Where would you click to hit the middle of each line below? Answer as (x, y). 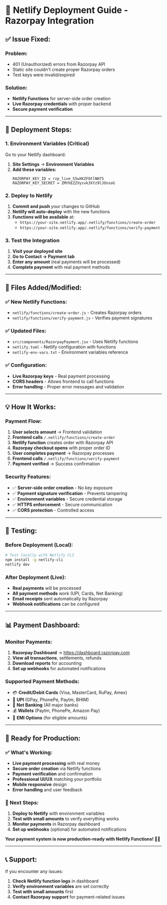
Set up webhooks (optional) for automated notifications (69, 829)
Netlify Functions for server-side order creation (61, 99)
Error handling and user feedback (47, 790)
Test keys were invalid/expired (43, 75)
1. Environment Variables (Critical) (47, 144)
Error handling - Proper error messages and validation (68, 386)
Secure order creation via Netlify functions (56, 768)
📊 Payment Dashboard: (43, 625)
